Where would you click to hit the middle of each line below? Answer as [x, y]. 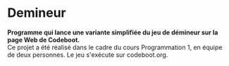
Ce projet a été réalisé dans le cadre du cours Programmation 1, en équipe [115, 47]
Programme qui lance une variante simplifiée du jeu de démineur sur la [113, 32]
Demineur [37, 13]
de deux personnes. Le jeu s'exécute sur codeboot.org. [88, 55]
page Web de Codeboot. [44, 39]
